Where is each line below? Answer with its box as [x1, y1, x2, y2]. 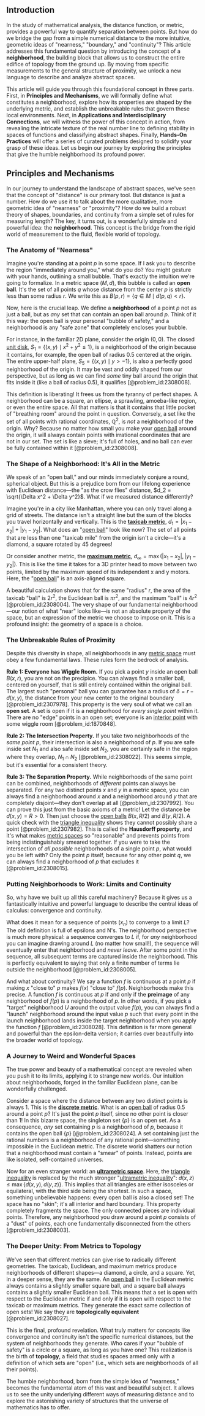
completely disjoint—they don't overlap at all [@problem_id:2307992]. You [6, 799, 195, 806]
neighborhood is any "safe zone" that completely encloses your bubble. [6, 324, 188, 331]
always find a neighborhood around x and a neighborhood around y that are [6, 792, 198, 800]
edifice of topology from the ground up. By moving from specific [6, 60, 170, 68]
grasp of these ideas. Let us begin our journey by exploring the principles [6, 144, 192, 151]
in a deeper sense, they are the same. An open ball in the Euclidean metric [6, 1275, 194, 1283]
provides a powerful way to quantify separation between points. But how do [6, 28, 198, 35]
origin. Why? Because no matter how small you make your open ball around [6, 424, 197, 432]
